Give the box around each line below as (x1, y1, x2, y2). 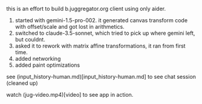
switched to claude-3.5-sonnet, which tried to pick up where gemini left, (15, 29, 195, 37)
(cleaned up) (6, 79, 38, 87)
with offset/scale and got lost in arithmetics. (15, 23, 125, 30)
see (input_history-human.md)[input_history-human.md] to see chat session (6, 73, 197, 80)
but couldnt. (15, 36, 45, 43)
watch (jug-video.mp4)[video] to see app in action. (6, 91, 134, 98)
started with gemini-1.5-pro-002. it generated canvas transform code (15, 17, 188, 23)
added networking (15, 55, 61, 62)
